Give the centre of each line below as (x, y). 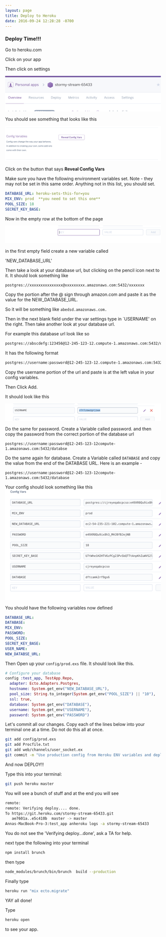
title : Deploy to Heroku (31, 16)
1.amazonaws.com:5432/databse (36, 449)
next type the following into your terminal (47, 843)
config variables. (22, 377)
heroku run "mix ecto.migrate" (37, 891)
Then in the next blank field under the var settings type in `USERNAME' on (81, 319)
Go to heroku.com (23, 50)
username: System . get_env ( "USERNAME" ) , (51, 710)
